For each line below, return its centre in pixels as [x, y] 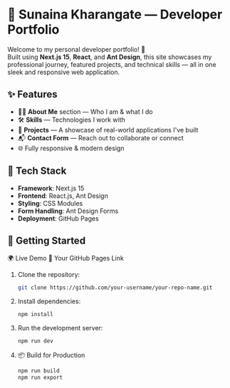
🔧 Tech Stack [37, 171]
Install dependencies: [49, 301]
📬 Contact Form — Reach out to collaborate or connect [100, 137]
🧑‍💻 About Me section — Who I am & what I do [85, 111]
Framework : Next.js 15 [51, 188]
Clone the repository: [49, 275]
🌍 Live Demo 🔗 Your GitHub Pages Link [66, 258]
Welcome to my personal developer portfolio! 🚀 [77, 49]
